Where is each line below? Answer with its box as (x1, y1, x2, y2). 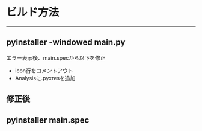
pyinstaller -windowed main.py (6, 37, 126, 48)
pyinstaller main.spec (6, 115, 90, 125)
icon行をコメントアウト (14, 67, 73, 74)
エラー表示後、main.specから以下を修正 (6, 54, 106, 61)
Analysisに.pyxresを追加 (14, 74, 76, 81)
